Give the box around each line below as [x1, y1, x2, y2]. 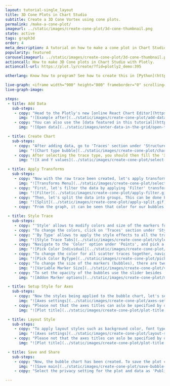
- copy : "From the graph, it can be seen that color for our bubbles [14, 204, 164, 210]
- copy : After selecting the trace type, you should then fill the [14, 153, 159, 158]
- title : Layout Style [7, 317, 56, 322]
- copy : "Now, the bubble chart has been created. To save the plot [14, 359, 162, 364]
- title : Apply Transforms [7, 167, 65, 172]
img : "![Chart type [18, 148, 60, 153]
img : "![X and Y [18, 157, 53, 163]
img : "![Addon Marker [18, 275, 65, 280]
